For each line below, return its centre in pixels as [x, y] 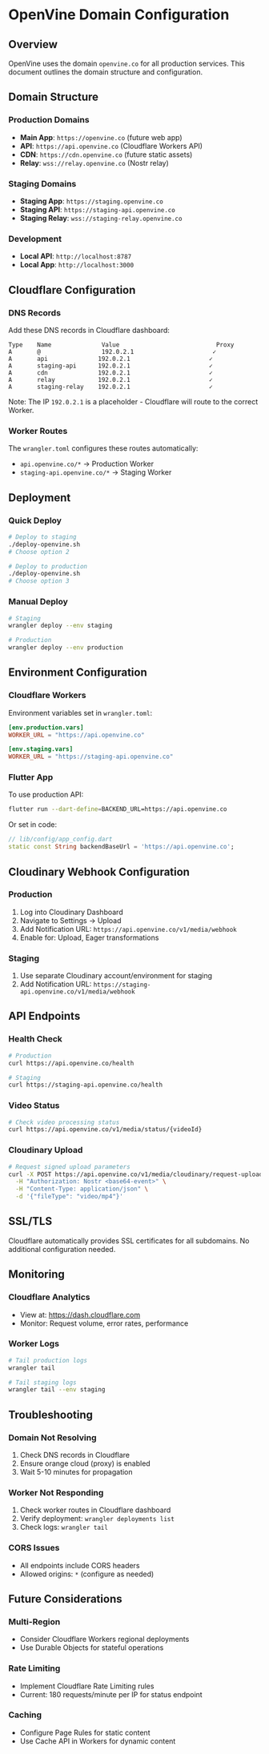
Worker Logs [34, 1344]
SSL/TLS [30, 1221]
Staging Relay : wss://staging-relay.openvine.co [101, 218]
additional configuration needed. [62, 1249]
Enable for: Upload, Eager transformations [89, 937]
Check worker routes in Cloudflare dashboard [95, 1510]
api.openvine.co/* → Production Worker [87, 464]
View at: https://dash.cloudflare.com [80, 1314]
